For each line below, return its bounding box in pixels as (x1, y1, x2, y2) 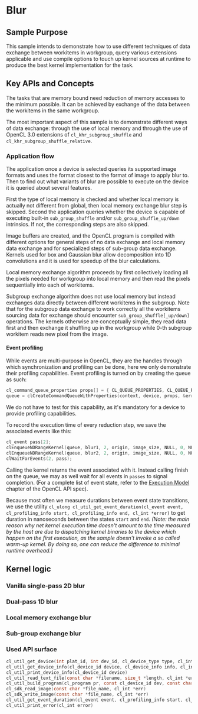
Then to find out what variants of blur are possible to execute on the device (6, 178, 189, 185)
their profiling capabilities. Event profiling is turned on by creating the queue (6, 370, 191, 377)
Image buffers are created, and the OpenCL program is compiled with (6, 232, 175, 239)
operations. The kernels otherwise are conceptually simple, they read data (6, 318, 187, 325)
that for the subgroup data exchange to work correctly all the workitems (6, 306, 181, 313)
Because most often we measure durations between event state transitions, (6, 496, 190, 504)
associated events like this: (6, 428, 72, 435)
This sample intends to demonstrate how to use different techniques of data (6, 43, 190, 50)
